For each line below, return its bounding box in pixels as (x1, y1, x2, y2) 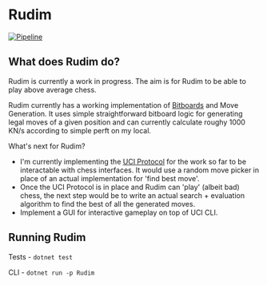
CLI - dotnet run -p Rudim (8, 267, 95, 277)
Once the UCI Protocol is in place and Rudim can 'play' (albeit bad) (19, 182, 240, 192)
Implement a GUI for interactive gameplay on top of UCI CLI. (19, 208, 218, 217)
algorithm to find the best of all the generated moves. (19, 199, 196, 208)
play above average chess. (8, 85, 98, 94)
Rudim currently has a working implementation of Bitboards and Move (8, 100, 239, 109)
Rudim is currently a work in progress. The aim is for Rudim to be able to (8, 76, 246, 85)
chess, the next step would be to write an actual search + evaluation (19, 190, 245, 200)
